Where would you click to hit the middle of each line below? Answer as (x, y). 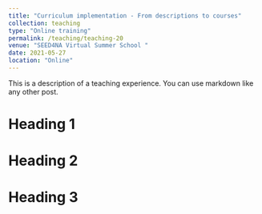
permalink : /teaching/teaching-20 (66, 38)
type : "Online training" (50, 30)
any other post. (33, 91)
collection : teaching (44, 23)
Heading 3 (43, 198)
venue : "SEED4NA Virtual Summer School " (79, 46)
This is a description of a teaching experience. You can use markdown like (131, 83)
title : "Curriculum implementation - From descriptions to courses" (125, 16)
